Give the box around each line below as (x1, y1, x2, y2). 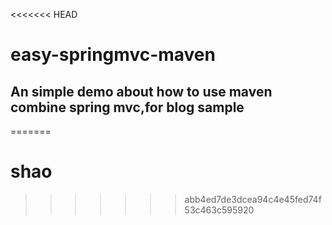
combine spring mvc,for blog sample (10, 99, 245, 116)
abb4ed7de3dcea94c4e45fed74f (184, 193, 322, 205)
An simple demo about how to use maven (10, 83, 273, 100)
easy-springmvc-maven (10, 44, 216, 66)
